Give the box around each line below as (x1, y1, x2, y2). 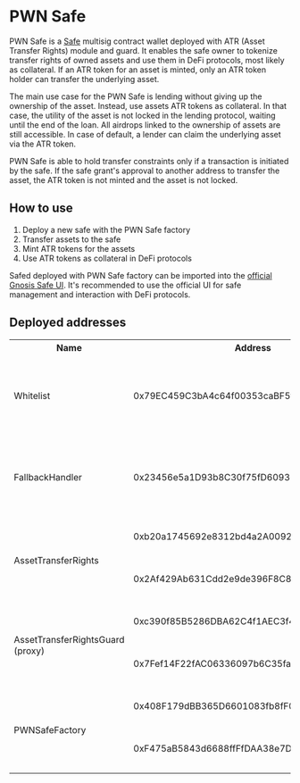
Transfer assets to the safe (21, 234, 121, 245)
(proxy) (13, 645, 46, 657)
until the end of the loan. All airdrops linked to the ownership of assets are (9, 119, 281, 130)
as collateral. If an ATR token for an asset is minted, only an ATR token (9, 64, 266, 75)
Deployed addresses (9, 315, 127, 330)
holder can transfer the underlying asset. (9, 73, 160, 84)
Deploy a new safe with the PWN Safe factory (21, 224, 191, 235)
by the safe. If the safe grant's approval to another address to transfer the (9, 165, 280, 176)
